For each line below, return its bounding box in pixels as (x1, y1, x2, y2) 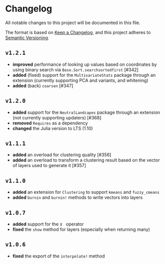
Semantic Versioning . (5, 35, 49, 41)
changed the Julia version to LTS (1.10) (12, 125, 93, 131)
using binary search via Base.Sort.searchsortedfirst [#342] (12, 66, 139, 73)
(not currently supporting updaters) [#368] (12, 114, 102, 120)
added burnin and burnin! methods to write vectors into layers (12, 194, 143, 201)
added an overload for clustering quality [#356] (12, 152, 112, 158)
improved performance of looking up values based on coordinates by (12, 61, 157, 67)
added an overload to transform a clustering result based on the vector (12, 157, 160, 163)
